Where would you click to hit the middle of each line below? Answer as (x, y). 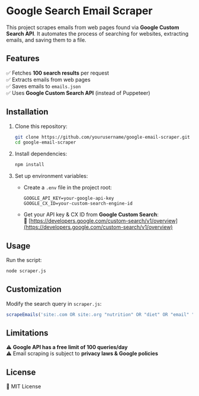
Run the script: (24, 260)
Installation (27, 112)
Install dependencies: (41, 154)
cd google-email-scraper (45, 143)
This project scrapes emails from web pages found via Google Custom (93, 27)
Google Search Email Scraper (79, 11)
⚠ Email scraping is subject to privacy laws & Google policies (82, 353)
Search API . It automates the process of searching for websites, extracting (97, 33)
